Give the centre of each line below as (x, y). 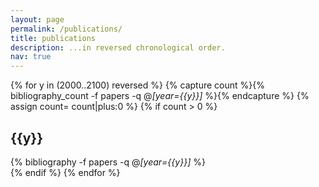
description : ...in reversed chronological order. (118, 47)
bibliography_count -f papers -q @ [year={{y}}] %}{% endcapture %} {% (160, 96)
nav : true (31, 57)
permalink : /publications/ (66, 29)
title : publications (53, 38)
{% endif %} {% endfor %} (65, 172)
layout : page (37, 19)
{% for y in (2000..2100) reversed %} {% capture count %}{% (137, 85)
